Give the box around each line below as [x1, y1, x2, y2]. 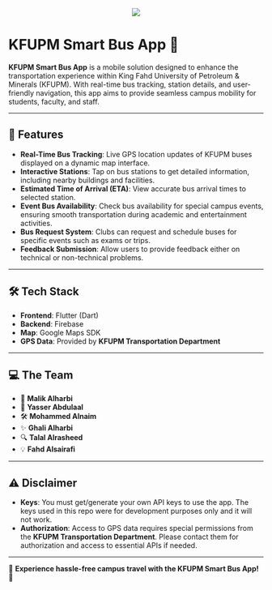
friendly [8, 88, 35, 97]
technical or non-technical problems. [19, 252, 144, 263]
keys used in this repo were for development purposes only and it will [19, 507, 253, 516]
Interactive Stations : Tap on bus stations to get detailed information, [19, 166, 249, 176]
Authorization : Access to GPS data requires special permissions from [19, 524, 253, 533]
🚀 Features [8, 128, 64, 142]
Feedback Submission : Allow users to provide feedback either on [19, 244, 240, 254]
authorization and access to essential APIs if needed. [19, 541, 198, 550]
